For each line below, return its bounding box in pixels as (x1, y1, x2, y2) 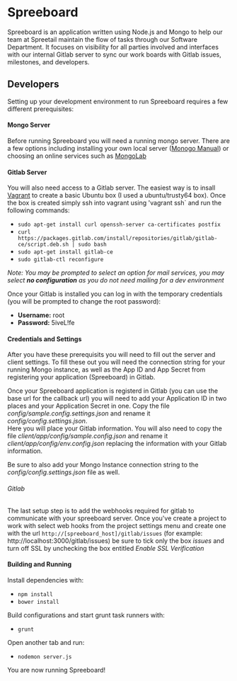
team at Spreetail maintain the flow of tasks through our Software (7, 35, 198, 43)
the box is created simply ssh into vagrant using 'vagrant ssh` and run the (7, 199, 221, 207)
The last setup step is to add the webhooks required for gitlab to (7, 506, 195, 515)
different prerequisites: (7, 104, 74, 113)
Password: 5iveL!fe (17, 319, 75, 327)
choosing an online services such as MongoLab (7, 151, 147, 160)
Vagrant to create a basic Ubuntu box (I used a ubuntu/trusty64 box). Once (7, 191, 226, 200)
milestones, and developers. (7, 57, 90, 66)
